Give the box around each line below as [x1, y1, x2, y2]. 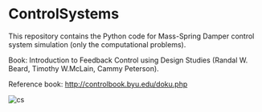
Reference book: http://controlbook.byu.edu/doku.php [8, 79, 188, 89]
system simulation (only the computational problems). [8, 39, 186, 49]
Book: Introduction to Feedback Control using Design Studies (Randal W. [8, 55, 248, 65]
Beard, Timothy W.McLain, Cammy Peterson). [8, 63, 159, 73]
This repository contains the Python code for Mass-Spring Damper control [8, 31, 255, 41]
